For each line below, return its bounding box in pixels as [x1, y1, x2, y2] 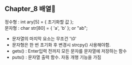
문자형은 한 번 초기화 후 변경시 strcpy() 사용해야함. [11, 42, 111, 48]
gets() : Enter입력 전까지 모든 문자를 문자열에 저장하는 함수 [11, 48, 127, 54]
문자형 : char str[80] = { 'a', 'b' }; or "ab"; [4, 25, 88, 31]
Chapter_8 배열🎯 [4, 4, 56, 13]
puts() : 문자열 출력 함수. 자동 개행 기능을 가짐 [11, 54, 101, 60]
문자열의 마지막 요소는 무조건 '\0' [11, 35, 77, 41]
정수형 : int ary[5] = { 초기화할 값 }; [4, 19, 73, 25]
